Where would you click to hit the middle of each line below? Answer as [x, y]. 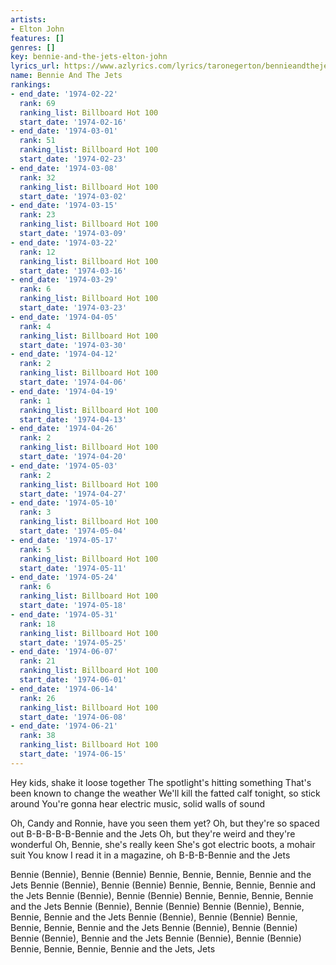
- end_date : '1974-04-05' [64, 317]
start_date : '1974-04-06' [73, 382]
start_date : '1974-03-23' [73, 308]
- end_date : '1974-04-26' [64, 429]
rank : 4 [35, 326]
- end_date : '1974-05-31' [64, 614]
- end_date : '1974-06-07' [64, 652]
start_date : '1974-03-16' [73, 271]
